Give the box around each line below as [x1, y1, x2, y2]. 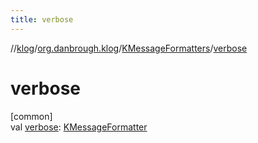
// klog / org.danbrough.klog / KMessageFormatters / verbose [10, 42, 248, 54]
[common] [10, 110, 53, 122]
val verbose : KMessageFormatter [10, 121, 148, 133]
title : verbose [10, 14, 74, 25]
